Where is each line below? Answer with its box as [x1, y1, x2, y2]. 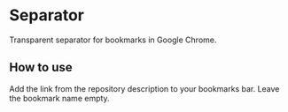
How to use [9, 60, 73, 75]
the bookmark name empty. [9, 93, 110, 103]
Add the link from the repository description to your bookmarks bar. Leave [9, 83, 280, 93]
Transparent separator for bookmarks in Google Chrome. [9, 34, 217, 45]
